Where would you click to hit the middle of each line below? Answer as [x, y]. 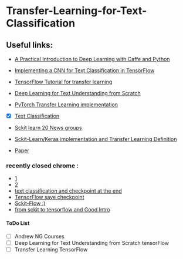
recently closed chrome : [43, 166]
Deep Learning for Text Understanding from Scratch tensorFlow [91, 243]
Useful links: [30, 45]
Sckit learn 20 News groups [48, 128]
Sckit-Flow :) [30, 203]
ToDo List [18, 223]
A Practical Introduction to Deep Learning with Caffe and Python [92, 59]
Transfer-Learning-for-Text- [77, 11]
